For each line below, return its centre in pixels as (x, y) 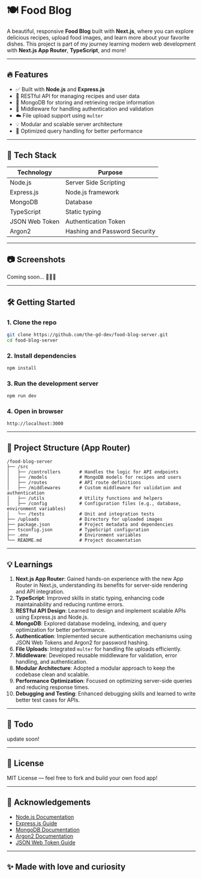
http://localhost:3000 (35, 424)
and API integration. (40, 592)
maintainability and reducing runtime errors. (70, 604)
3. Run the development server (53, 383)
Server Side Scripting (95, 182)
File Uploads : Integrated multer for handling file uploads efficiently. (99, 649)
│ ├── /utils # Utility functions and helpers (85, 498)
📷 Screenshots (36, 260)
